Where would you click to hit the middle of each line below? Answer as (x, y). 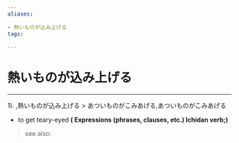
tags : (15, 34)
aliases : (20, 14)
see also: (38, 134)
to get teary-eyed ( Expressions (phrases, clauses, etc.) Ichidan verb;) (123, 120)
